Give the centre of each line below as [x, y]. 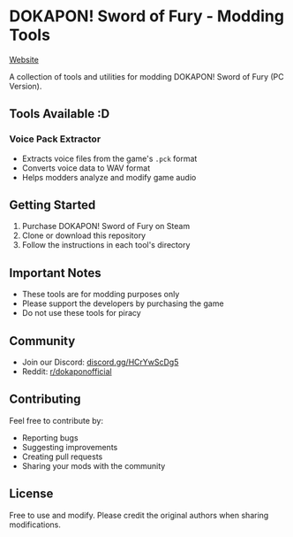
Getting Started [53, 205]
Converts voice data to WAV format [86, 168]
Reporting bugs [50, 437]
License [31, 494]
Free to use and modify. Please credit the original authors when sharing [139, 515]
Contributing [45, 399]
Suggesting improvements [70, 447]
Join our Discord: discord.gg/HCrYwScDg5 [100, 362]
